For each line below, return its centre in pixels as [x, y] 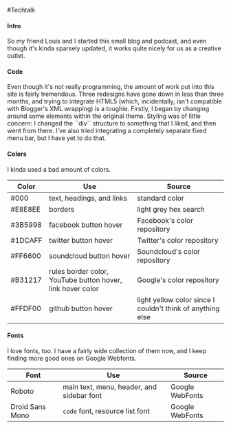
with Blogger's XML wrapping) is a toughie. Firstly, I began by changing [108, 109]
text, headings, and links [88, 198]
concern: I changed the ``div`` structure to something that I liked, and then [112, 123]
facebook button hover [86, 225]
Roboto [22, 391]
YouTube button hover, [86, 280]
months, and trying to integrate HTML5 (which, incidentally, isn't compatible [114, 101]
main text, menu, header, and [110, 387]
